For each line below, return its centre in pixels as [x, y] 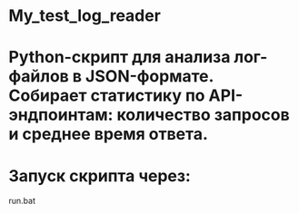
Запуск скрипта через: [100, 175]
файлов [39, 77]
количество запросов [203, 115]
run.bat [22, 201]
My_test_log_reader [85, 16]
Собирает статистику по [107, 96]
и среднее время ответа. [108, 135]
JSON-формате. [149, 77]
